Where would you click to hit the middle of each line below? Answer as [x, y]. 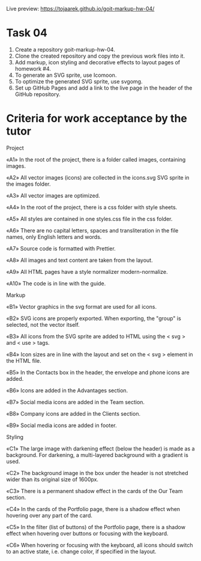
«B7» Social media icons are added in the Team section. [76, 402]
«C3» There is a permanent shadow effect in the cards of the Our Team [94, 491]
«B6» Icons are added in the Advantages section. [67, 390]
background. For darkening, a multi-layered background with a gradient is [97, 455]
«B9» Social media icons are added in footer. [61, 425]
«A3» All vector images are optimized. [53, 195]
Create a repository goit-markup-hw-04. [65, 49]
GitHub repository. [37, 94]
